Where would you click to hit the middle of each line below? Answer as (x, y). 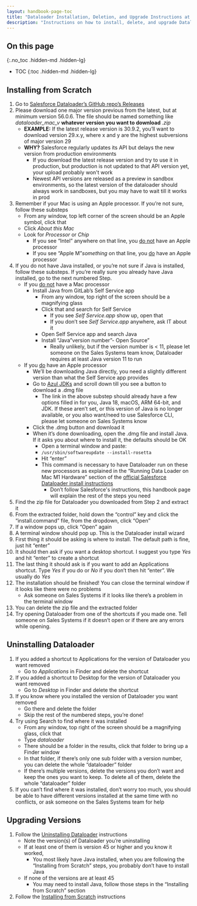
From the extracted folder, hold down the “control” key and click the (97, 514)
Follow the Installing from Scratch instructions (70, 897)
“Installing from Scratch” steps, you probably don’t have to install (111, 865)
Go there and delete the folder (60, 708)
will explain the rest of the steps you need (100, 496)
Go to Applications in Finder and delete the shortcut (86, 671)
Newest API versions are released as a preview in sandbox (103, 179)
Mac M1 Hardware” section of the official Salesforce (104, 477)
